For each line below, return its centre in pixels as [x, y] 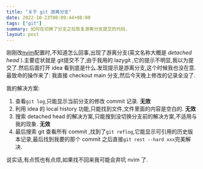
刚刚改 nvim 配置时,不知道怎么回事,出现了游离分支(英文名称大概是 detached [99, 53]
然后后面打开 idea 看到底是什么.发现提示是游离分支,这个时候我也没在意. [107, 68]
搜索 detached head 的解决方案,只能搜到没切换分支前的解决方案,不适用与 [106, 117]
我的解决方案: [23, 88]
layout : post [23, 35]
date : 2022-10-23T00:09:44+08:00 [48, 18]
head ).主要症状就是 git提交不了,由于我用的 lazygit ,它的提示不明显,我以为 [98, 60]
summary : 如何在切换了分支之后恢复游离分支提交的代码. [67, 29]
